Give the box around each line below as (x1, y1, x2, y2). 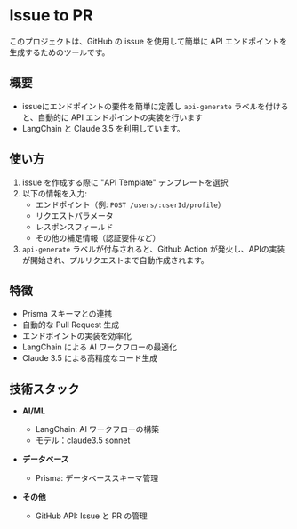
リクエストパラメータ (35, 210, 114, 220)
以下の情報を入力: (21, 188, 87, 198)
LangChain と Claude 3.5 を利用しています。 (21, 123, 185, 133)
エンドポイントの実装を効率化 (21, 331, 132, 341)
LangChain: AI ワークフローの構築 (35, 424, 160, 435)
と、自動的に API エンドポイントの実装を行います (21, 112, 203, 123)
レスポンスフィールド (35, 221, 114, 232)
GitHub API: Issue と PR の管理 (35, 510, 148, 521)
